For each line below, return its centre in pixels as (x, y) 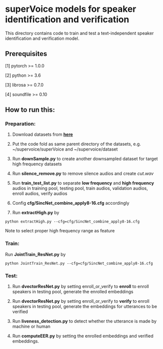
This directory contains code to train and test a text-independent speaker (80, 33)
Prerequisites (26, 54)
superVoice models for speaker (71, 9)
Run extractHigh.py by (36, 213)
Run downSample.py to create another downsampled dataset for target (85, 159)
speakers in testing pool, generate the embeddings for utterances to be (85, 307)
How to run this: (30, 110)
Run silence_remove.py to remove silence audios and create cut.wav (83, 174)
